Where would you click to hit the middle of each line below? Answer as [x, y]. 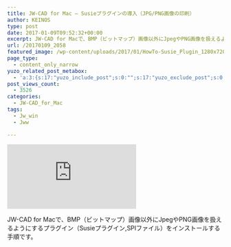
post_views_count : [33, 84]
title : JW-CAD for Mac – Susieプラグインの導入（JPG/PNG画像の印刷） [101, 13]
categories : [24, 97]
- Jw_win [26, 116]
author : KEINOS [29, 20]
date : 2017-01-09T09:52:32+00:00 [55, 33]
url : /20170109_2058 [37, 45]
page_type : [23, 58]
